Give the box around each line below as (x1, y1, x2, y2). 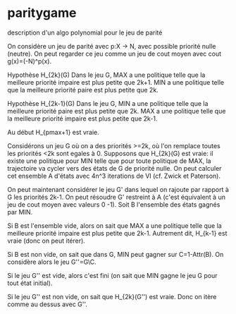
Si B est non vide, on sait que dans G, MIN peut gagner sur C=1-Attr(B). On (7, 250, 224, 258)
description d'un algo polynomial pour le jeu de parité (7, 28, 163, 37)
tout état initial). (7, 279, 53, 287)
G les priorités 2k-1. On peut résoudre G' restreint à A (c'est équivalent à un (7, 193, 225, 201)
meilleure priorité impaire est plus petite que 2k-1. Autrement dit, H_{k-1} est (7, 229, 228, 237)
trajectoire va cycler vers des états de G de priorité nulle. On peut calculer (7, 164, 222, 172)
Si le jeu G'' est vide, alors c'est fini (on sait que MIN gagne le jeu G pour (7, 271, 218, 279)
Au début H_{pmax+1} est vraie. (7, 128, 100, 136)
